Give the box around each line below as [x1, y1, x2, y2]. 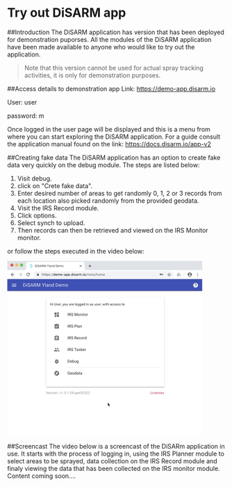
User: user [7, 98, 38, 106]
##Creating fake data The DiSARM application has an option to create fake [7, 153, 221, 162]
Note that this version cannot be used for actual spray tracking [24, 63, 204, 72]
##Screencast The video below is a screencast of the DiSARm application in [7, 442, 225, 450]
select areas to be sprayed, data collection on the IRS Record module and [7, 456, 217, 465]
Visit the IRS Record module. [17, 203, 99, 212]
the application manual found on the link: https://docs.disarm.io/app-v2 [7, 139, 212, 148]
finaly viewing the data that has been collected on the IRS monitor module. [7, 464, 220, 472]
